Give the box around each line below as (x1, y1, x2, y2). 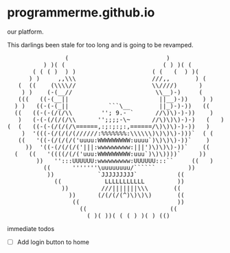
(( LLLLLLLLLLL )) (54, 177, 185, 185)
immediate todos (7, 224, 55, 232)
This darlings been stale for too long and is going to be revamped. (7, 40, 194, 49)
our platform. (7, 27, 44, 36)
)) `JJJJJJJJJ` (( (47, 170, 185, 178)
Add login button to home (16, 238, 89, 246)
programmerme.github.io (7, 5, 155, 21)
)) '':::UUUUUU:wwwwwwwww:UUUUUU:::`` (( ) (36, 156, 214, 165)
